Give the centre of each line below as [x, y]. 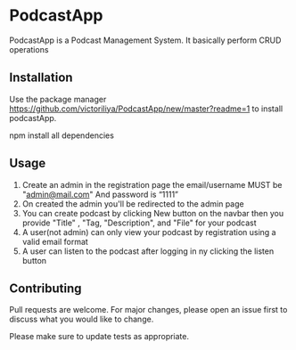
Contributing [45, 288]
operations [29, 49]
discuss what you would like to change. [82, 319]
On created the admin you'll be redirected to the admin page [133, 203]
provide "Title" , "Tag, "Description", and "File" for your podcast [139, 223]
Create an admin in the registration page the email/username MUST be [152, 184]
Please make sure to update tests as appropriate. [99, 337]
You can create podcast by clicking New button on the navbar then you [153, 213]
